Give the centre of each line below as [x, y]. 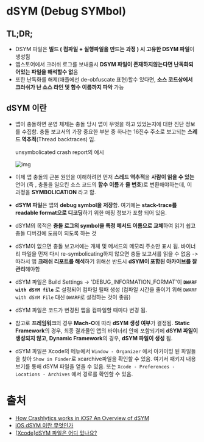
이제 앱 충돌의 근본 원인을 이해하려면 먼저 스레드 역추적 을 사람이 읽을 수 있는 [105, 177]
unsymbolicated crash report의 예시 [60, 152]
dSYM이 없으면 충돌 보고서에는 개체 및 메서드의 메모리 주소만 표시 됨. [97, 246]
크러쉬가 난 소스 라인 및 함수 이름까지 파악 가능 [69, 87]
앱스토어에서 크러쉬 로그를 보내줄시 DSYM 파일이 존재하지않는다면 [94, 64]
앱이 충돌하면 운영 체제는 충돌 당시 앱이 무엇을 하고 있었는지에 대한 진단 [100, 124]
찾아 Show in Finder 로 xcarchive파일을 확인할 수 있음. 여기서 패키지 [103, 359]
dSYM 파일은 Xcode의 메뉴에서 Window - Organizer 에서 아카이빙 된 [97, 351]
